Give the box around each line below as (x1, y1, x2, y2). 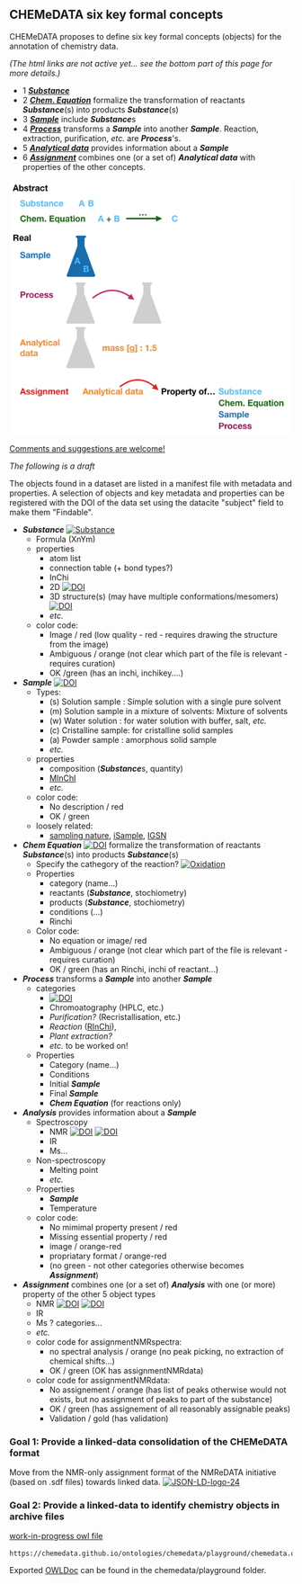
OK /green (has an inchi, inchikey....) (49, 667, 184, 678)
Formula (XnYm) (35, 533, 96, 544)
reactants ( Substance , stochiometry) (49, 887, 187, 898)
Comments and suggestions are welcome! (9, 443, 165, 453)
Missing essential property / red (49, 1231, 168, 1242)
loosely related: (35, 820, 93, 831)
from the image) (49, 639, 110, 649)
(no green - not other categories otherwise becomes (49, 1259, 244, 1271)
